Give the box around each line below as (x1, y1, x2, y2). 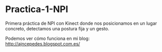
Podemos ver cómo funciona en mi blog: (5, 35, 90, 41)
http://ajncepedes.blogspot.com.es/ (5, 40, 80, 46)
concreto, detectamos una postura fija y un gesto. (5, 25, 110, 31)
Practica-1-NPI (5, 4, 68, 15)
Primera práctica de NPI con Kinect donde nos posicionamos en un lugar (5, 20, 157, 26)
